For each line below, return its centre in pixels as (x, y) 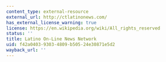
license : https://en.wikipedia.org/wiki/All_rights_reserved (83, 28)
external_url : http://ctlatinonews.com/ (57, 17)
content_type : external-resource (47, 12)
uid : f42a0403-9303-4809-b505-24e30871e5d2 (61, 45)
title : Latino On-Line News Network (51, 39)
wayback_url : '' (26, 50)
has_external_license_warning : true (51, 22)
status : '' (20, 34)
